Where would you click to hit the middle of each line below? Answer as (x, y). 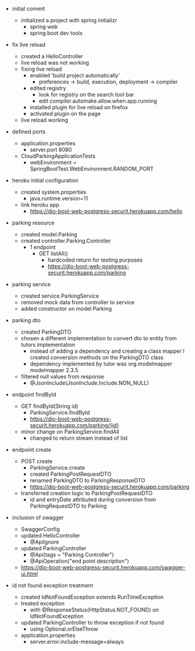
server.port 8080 (51, 150)
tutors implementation (48, 345)
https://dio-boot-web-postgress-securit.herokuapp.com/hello (106, 211)
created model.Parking (49, 234)
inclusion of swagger (38, 517)
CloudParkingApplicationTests (58, 156)
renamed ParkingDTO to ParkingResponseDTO (87, 480)
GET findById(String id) (49, 406)
